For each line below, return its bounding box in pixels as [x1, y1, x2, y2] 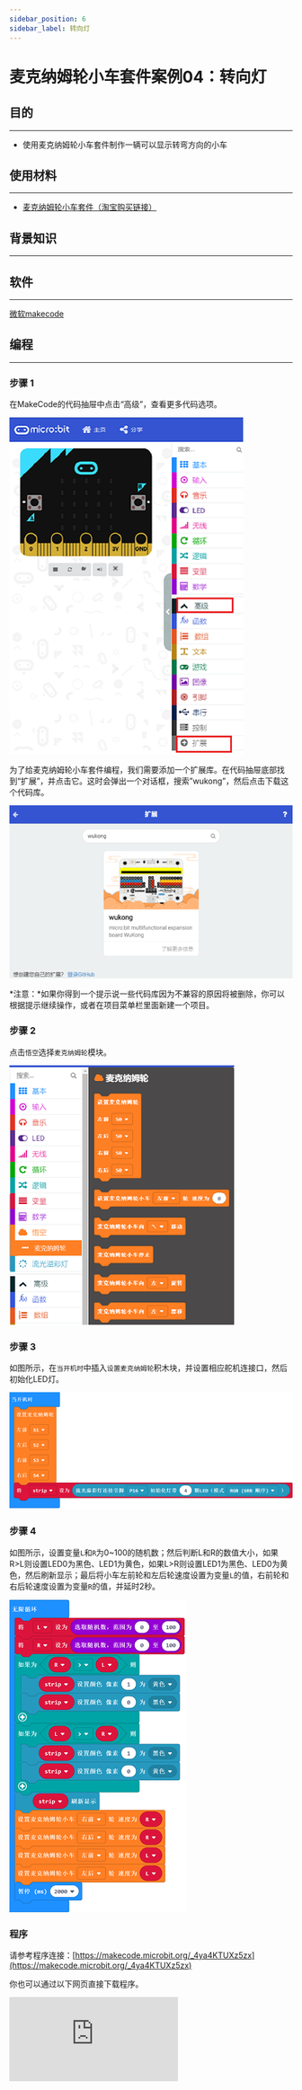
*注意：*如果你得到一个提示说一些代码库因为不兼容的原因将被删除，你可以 [9, 988, 286, 999]
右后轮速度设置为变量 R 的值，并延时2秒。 [9, 1581, 160, 1591]
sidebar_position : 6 [9, 14, 87, 23]
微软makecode [9, 308, 65, 319]
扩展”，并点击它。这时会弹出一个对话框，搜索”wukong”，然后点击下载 [21, 775, 281, 786]
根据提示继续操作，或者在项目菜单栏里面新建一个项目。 [9, 1000, 214, 1011]
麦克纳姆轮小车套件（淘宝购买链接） [22, 202, 157, 213]
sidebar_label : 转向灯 [9, 23, 91, 33]
